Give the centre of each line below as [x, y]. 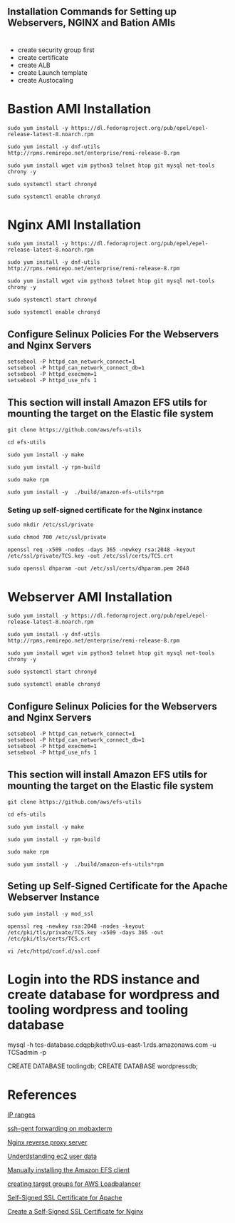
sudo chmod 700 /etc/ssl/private [57, 538]
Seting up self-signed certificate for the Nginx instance [105, 510]
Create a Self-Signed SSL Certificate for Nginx [75, 1211]
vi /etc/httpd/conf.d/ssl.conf [54, 951]
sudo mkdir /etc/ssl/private [51, 525]
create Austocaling [45, 80]
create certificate [43, 57]
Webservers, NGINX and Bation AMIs [92, 23]
